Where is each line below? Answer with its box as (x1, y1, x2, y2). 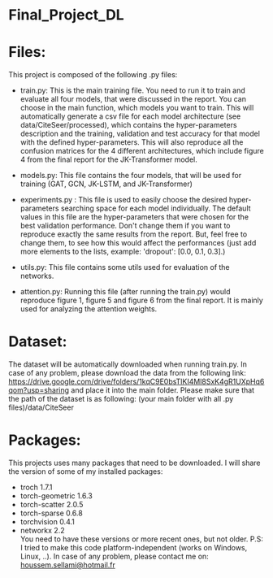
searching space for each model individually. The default (60, 203, 251, 213)
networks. (19, 271, 54, 281)
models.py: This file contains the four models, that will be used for (19, 171, 242, 180)
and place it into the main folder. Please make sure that (71, 385, 254, 395)
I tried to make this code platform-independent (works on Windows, (19, 543, 248, 552)
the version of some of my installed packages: (8, 467, 163, 476)
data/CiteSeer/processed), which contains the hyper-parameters (19, 120, 237, 130)
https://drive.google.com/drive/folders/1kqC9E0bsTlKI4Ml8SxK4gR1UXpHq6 (8, 376, 265, 387)
